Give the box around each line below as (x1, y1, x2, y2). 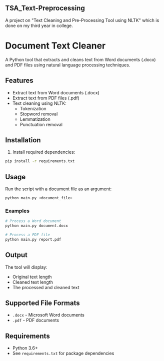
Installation (5, 136, 41, 144)
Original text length (12, 274, 52, 280)
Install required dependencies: (12, 149, 75, 155)
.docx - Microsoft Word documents (12, 312, 85, 318)
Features (5, 76, 33, 85)
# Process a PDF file (5, 232, 50, 237)
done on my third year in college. (5, 22, 73, 28)
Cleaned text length (12, 279, 53, 285)
